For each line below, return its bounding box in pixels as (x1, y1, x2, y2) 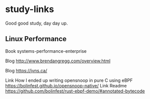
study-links (5, 4, 54, 15)
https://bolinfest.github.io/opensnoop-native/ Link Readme (5, 82, 127, 88)
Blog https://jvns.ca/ (5, 67, 47, 73)
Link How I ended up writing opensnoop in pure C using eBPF (5, 77, 133, 83)
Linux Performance (5, 35, 67, 43)
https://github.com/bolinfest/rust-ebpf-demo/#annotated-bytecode (5, 88, 145, 94)
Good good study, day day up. (5, 20, 68, 26)
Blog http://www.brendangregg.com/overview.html (5, 58, 111, 64)
